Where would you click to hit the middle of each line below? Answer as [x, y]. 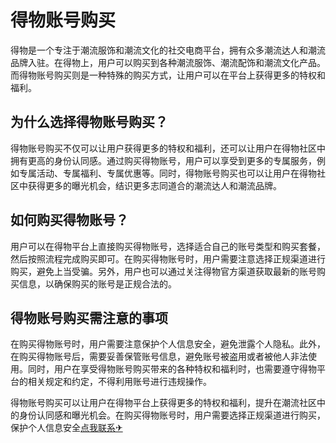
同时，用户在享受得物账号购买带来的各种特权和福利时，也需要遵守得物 [172, 369]
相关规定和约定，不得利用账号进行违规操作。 [119, 382]
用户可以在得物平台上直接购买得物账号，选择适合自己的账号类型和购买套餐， [168, 246]
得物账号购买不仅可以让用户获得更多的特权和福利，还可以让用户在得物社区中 [168, 148]
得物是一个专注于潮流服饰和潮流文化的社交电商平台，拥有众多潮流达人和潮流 [168, 50]
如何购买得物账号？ [69, 220]
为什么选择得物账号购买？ [89, 122]
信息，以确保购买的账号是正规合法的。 [97, 283]
